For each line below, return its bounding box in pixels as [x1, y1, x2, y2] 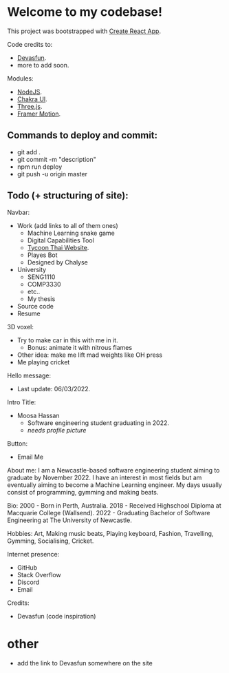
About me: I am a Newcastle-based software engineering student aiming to [7, 466, 220, 474]
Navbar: [7, 208, 30, 216]
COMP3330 [27, 280, 61, 288]
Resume [17, 309, 41, 318]
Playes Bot [27, 251, 58, 259]
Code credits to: [7, 40, 53, 48]
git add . [17, 147, 41, 156]
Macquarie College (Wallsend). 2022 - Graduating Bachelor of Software [7, 508, 210, 517]
